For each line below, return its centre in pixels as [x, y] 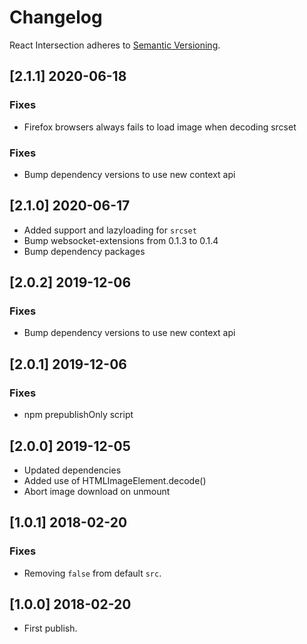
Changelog [56, 17]
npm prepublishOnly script [78, 415]
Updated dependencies [72, 470]
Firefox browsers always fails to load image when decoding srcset [160, 127]
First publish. [50, 628]
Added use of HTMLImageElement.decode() [115, 480]
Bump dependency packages [84, 251]
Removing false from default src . [92, 573]
